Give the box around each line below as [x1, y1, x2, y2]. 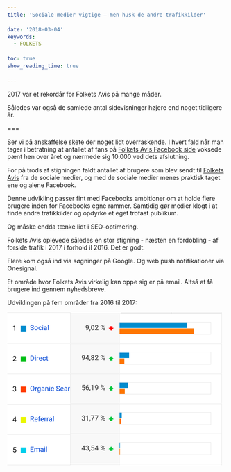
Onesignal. [7, 264, 38, 272]
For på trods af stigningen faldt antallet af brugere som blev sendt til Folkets [7, 165, 224, 174]
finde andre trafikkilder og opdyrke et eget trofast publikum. [7, 209, 179, 217]
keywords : [7, 33, 36, 40]
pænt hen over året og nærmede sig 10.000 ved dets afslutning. [7, 152, 189, 161]
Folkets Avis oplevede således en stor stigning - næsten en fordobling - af [7, 236, 219, 244]
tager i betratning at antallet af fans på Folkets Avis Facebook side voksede [7, 145, 222, 153]
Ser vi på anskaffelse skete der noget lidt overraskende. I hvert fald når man [7, 138, 224, 146]
